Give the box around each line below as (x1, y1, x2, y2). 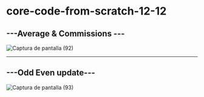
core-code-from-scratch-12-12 (6, 4, 167, 18)
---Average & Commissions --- (6, 28, 125, 39)
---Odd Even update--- (6, 68, 95, 78)
